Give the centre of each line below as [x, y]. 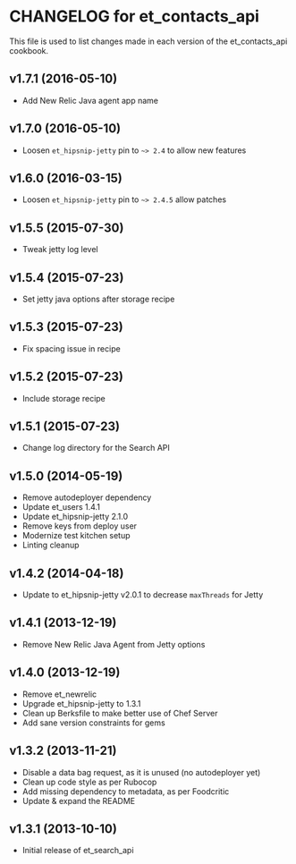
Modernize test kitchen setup [76, 536]
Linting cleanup [51, 545]
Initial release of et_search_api [78, 851]
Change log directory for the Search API [96, 448]
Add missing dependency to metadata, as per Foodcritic [126, 791]
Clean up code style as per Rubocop [89, 782]
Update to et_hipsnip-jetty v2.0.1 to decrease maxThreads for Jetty [143, 595]
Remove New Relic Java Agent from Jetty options [114, 644]
